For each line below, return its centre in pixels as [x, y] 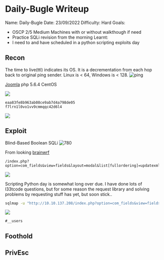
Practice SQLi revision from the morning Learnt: [60, 37]
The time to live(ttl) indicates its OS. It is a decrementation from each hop [79, 70]
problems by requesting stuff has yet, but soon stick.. [59, 194]
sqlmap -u [15, 203]
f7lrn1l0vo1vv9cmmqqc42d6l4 [34, 107]
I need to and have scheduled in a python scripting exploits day [76, 42]
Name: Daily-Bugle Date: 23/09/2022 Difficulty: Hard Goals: [65, 23]
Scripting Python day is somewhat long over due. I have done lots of [74, 184]
